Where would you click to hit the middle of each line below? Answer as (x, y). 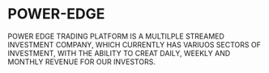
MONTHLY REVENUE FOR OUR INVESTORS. (81, 62)
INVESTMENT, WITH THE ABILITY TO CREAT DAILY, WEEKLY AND (119, 53)
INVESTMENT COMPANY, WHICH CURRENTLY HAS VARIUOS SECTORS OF (134, 44)
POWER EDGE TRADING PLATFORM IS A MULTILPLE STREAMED (116, 36)
